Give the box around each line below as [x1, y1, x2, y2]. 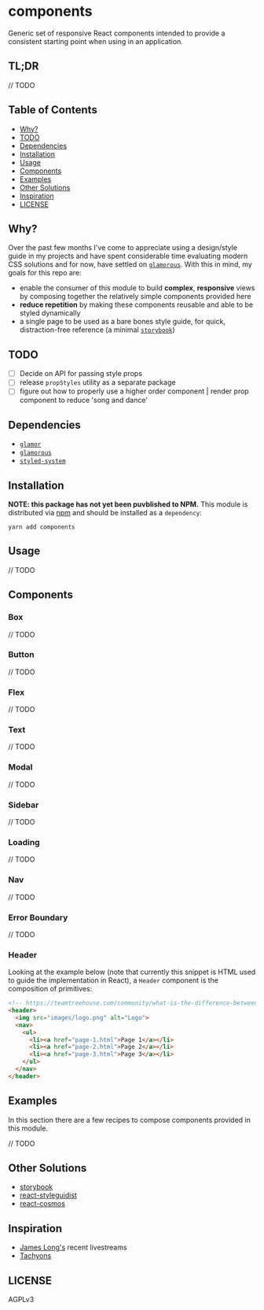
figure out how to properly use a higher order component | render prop [19, 386, 249, 396]
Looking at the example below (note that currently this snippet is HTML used [8, 967, 256, 977]
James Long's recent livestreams [19, 1242, 127, 1253]
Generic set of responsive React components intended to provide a [8, 28, 225, 38]
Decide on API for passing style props [19, 369, 143, 378]
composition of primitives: [8, 984, 93, 994]
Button [8, 649, 35, 660]
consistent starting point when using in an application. [8, 36, 183, 46]
